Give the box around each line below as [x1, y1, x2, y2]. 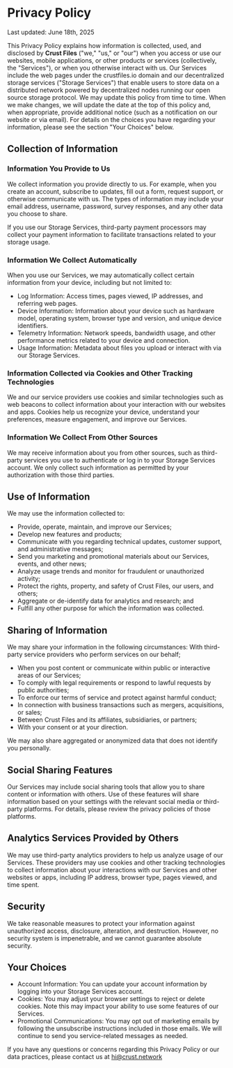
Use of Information [7, 490, 90, 502]
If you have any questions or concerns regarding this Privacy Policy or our [7, 1045, 220, 1053]
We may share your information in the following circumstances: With [7, 643, 203, 651]
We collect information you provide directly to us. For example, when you [7, 180, 217, 188]
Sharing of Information [7, 624, 108, 636]
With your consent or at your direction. [17, 723, 129, 732]
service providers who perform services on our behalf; [24, 650, 181, 659]
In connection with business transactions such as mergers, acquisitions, [17, 701, 224, 709]
